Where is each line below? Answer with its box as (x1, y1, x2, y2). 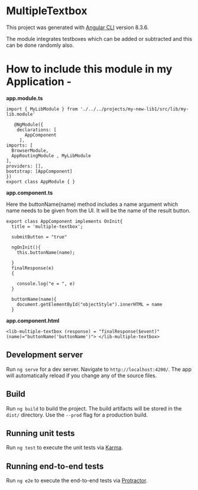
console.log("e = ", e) (17, 281, 76, 287)
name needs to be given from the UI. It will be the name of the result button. (6, 206, 191, 214)
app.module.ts (6, 94, 43, 101)
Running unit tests (6, 428, 75, 438)
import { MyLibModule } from (6, 106, 78, 112)
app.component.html (6, 317, 60, 324)
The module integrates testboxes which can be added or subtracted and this (6, 35, 193, 42)
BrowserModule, (11, 147, 49, 154)
